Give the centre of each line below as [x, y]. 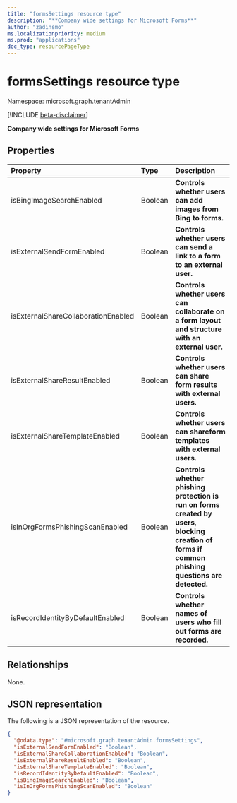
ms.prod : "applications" [44, 40]
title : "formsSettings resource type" [64, 14]
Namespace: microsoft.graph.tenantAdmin [69, 101]
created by [194, 513]
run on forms [197, 504]
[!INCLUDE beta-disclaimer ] [48, 114]
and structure [199, 329]
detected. [192, 584]
